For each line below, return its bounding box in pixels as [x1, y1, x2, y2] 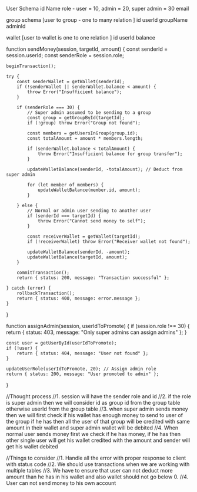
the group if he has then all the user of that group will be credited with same [6, 418, 190, 425]
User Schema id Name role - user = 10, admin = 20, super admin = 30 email [6, 5, 189, 12]
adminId [6, 23, 26, 29]
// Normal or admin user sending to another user [27, 208, 151, 214]
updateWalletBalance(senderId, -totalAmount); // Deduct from [27, 166, 183, 172]
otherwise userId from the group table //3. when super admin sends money [6, 405, 188, 412]
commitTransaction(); [16, 270, 69, 275]
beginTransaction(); [6, 63, 57, 69]
